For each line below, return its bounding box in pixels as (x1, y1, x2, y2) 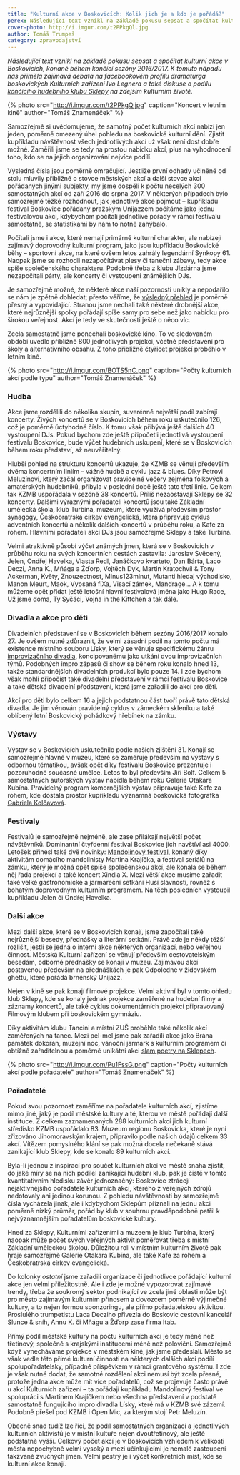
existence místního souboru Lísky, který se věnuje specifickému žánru (7, 644, 214, 652)
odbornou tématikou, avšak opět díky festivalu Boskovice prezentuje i (7, 760, 212, 769)
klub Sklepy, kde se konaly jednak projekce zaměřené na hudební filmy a (7, 994, 221, 1003)
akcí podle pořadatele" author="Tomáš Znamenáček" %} (7, 1068, 175, 1076)
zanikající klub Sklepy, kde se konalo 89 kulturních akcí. (7, 1147, 171, 1156)
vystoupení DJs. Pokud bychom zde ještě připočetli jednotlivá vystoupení (7, 430, 224, 439)
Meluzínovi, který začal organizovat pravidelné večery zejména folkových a (7, 475, 229, 483)
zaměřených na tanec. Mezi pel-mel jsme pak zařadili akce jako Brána (7, 1030, 213, 1040)
